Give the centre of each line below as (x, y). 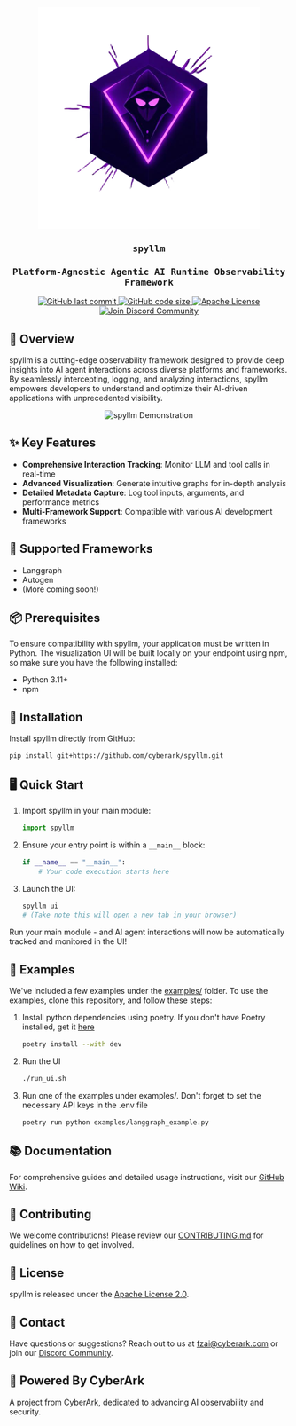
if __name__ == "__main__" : (74, 862)
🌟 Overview (42, 339)
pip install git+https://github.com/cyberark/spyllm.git (117, 756)
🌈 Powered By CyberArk (77, 1381)
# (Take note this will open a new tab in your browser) (129, 915)
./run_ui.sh (44, 1079)
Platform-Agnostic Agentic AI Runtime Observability (149, 272)
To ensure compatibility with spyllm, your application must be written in (139, 644)
